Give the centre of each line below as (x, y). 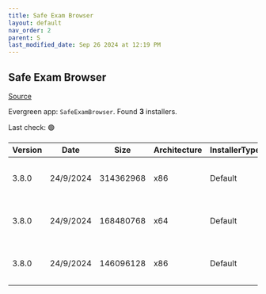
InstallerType (235, 150)
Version (27, 150)
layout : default (35, 23)
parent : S (25, 38)
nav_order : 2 (30, 30)
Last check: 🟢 (32, 127)
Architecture (178, 150)
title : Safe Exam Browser (51, 15)
